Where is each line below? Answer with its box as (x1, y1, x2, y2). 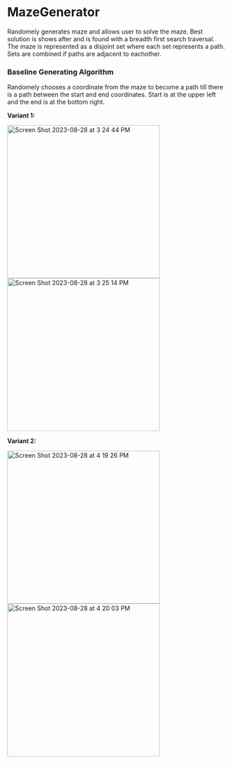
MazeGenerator (7, 4, 100, 20)
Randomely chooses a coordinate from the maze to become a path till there (7, 83, 224, 92)
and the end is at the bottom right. (7, 98, 105, 106)
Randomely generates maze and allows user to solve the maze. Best (7, 27, 203, 36)
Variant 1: (7, 111, 36, 120)
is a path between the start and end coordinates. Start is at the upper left (7, 90, 216, 99)
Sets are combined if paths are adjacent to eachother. (7, 50, 162, 58)
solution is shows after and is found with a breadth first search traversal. (7, 34, 215, 43)
